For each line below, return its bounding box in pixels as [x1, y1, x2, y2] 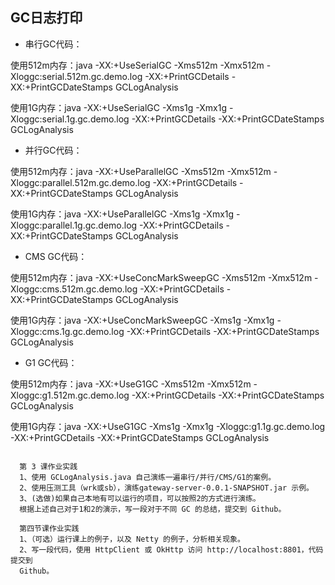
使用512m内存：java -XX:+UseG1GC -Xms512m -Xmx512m [10, 378, 252, 390]
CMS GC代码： [24, 250, 88, 262]
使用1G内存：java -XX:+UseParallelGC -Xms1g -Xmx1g [10, 208, 235, 220]
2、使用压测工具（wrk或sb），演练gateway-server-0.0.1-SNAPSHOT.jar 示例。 [19, 483, 314, 493]
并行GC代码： [24, 144, 83, 156]
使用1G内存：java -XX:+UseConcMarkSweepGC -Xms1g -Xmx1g [10, 314, 275, 326]
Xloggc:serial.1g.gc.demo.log [10, 113, 130, 125]
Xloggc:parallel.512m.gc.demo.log [10, 176, 151, 188]
